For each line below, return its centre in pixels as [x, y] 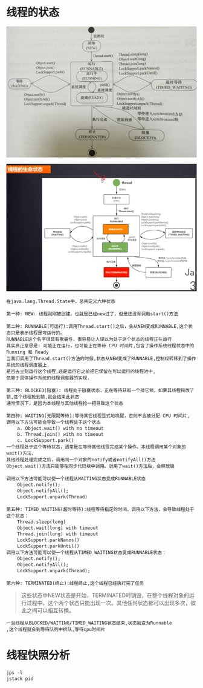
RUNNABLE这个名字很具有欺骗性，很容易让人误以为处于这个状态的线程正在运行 [89, 339]
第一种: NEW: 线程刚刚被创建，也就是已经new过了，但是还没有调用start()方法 [92, 314]
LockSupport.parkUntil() [48, 546]
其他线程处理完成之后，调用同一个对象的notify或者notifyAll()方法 [81, 460]
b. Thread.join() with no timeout [60, 435]
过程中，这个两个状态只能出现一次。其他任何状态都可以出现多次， [108, 603]
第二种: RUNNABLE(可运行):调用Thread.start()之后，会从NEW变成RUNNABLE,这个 [97, 327]
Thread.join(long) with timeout [58, 534]
